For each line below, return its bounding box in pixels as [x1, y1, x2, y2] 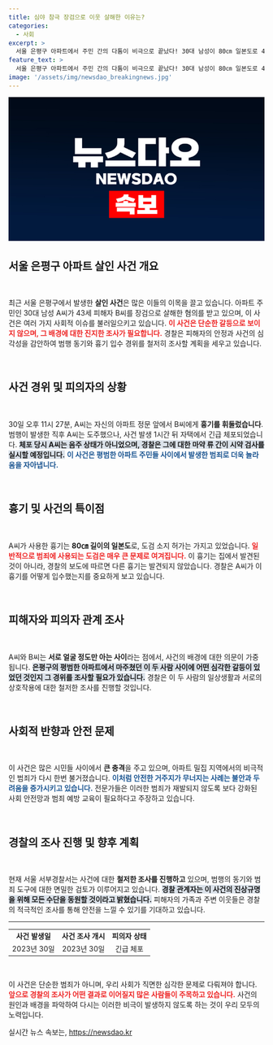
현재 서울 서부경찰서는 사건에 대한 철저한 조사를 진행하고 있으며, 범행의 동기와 [8, 874, 253, 884]
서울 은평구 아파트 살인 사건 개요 [8, 259, 159, 272]
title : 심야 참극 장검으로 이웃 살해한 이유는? [8, 13, 145, 21]
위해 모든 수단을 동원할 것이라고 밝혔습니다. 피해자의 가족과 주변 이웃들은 [16, 895, 245, 904]
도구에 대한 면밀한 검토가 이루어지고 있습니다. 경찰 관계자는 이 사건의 [16, 885, 233, 895]
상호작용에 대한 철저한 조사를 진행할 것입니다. [8, 682, 152, 692]
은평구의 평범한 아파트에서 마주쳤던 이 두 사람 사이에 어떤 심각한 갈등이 [32, 662, 253, 672]
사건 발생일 [15, 931, 51, 941]
